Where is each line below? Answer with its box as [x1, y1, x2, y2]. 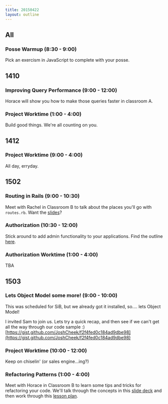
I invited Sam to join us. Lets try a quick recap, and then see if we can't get [5, 318, 159, 324]
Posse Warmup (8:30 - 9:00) [5, 46, 77, 53]
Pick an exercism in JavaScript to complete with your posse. [5, 57, 130, 63]
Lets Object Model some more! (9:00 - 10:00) [5, 292, 118, 299]
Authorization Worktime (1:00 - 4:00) [5, 251, 98, 258]
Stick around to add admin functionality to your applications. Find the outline [5, 233, 163, 239]
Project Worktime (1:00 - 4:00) [5, 110, 82, 117]
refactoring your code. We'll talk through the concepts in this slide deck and [5, 387, 162, 394]
